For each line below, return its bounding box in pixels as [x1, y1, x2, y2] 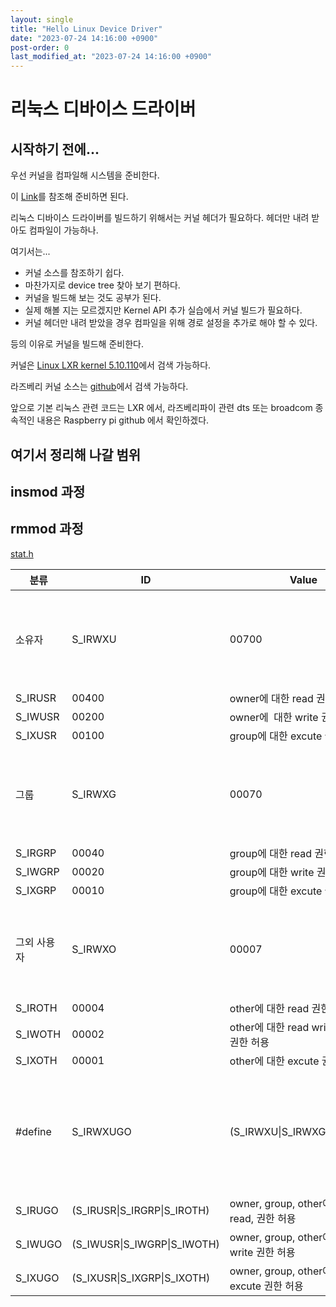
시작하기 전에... [10, 141, 100, 158]
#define [15, 1124, 52, 1138]
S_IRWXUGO [71, 1124, 132, 1138]
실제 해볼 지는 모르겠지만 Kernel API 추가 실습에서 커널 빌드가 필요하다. [24, 304, 303, 316]
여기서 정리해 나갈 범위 [10, 446, 142, 463]
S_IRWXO [71, 942, 117, 956]
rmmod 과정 [10, 521, 84, 538]
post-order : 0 [10, 42, 70, 53]
